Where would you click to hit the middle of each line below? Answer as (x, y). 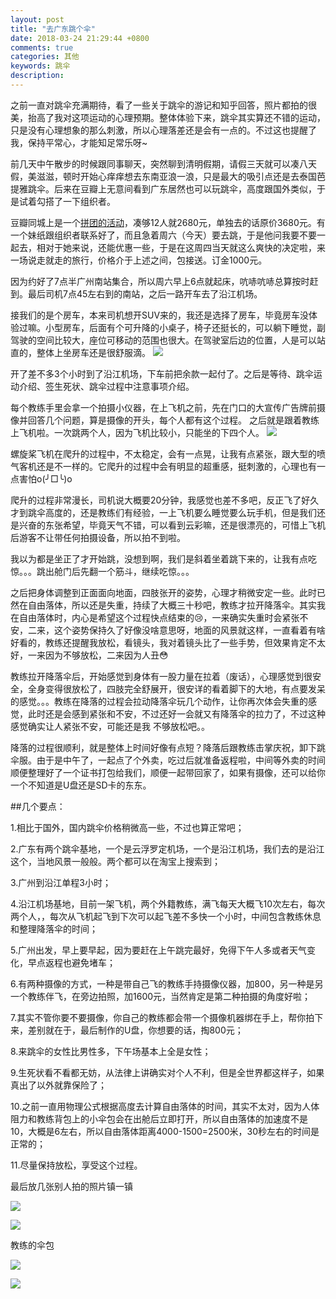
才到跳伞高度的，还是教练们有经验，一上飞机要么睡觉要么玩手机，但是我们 (163, 512)
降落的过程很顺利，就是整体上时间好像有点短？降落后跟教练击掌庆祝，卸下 (163, 747)
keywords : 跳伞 (40, 66)
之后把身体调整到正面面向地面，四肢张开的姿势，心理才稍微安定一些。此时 (163, 592)
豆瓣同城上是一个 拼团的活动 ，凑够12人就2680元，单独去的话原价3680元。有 (168, 222)
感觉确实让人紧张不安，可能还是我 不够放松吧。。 (110, 726)
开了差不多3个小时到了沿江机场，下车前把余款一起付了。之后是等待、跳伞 (162, 373)
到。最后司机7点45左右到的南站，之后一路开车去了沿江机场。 (136, 293)
